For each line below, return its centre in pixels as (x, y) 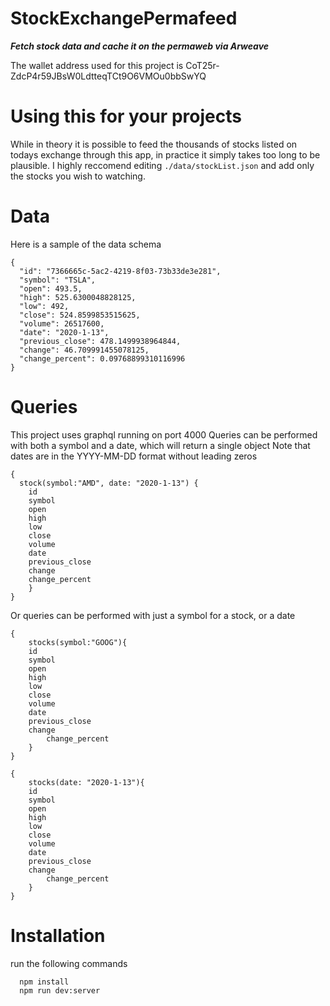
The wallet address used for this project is (97, 65)
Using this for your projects (126, 116)
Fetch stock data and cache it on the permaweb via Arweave (140, 46)
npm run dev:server (60, 990)
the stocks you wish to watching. (78, 176)
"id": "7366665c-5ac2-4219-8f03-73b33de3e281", (120, 271)
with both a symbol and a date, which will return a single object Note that (160, 445)
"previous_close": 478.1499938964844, (100, 341)
